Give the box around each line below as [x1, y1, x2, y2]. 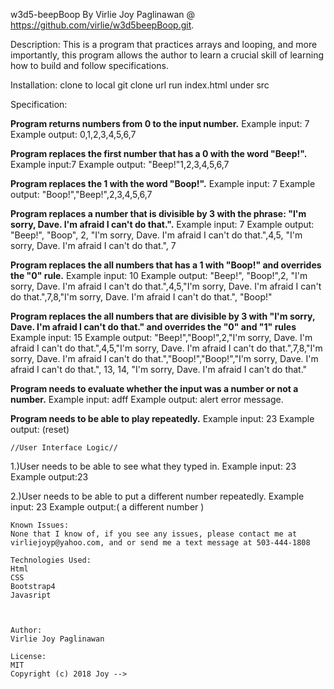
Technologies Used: [10, 555, 92, 565]
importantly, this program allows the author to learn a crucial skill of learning [10, 49, 324, 61]
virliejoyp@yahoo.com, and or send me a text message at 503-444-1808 [10, 538, 311, 548]
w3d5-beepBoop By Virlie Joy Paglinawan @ [10, 9, 196, 20]
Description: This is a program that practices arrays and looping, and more [10, 39, 318, 50]
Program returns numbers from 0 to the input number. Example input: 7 [10, 118, 310, 129]
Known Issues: [10, 520, 70, 530]
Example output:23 [10, 471, 89, 483]
